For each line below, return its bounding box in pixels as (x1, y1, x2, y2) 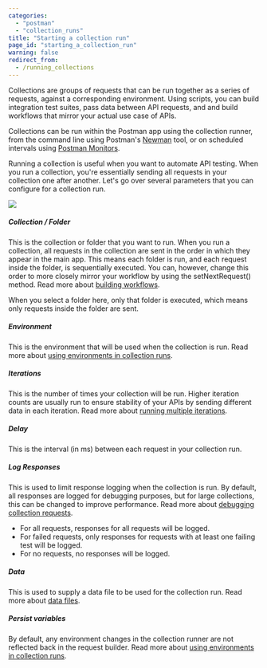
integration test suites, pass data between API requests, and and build (8, 102, 238, 112)
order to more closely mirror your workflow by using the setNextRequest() (8, 271, 251, 281)
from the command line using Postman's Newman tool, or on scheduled (8, 135, 244, 144)
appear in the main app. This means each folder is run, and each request (8, 254, 247, 264)
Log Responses (8, 462, 61, 472)
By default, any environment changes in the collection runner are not (8, 634, 234, 643)
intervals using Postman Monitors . (8, 143, 120, 152)
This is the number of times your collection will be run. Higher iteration (8, 388, 239, 399)
